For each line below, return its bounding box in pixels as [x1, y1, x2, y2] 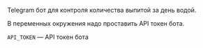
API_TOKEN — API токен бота [7, 33, 89, 41]
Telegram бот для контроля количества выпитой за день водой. [7, 6, 197, 14]
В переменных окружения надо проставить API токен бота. [7, 19, 185, 27]
